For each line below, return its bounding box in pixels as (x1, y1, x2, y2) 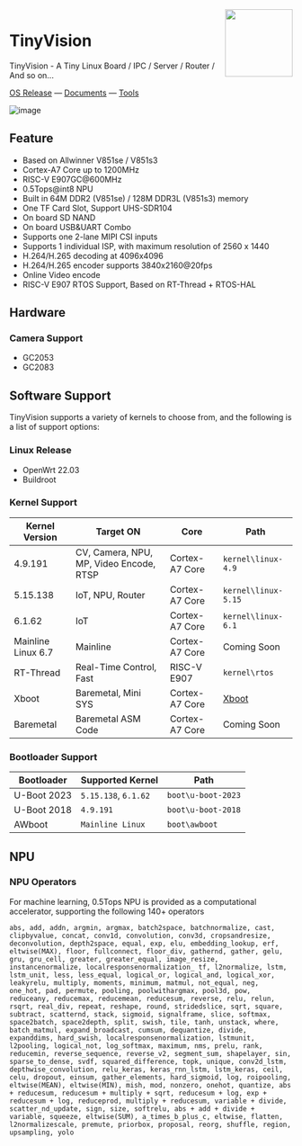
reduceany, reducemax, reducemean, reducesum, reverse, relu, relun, (9, 994, 276, 1003)
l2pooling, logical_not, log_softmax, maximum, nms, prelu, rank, (9, 1041, 263, 1051)
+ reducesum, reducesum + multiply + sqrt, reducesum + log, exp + (9, 1088, 268, 1097)
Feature (9, 130, 54, 147)
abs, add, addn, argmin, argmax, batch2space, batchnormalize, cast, (9, 923, 276, 932)
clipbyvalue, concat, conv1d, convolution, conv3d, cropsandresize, (9, 931, 271, 940)
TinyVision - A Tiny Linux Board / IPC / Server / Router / (9, 60, 216, 71)
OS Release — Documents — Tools (9, 87, 139, 98)
